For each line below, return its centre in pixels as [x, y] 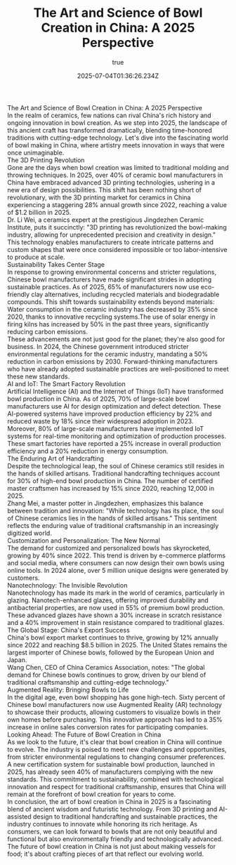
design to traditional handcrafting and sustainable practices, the [125, 817]
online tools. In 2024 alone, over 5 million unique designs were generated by [118, 570]
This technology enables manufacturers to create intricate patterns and [111, 242]
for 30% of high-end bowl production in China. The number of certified [110, 481]
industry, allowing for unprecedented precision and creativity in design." [112, 235]
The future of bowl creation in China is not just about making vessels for [112, 846]
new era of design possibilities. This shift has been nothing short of [105, 190]
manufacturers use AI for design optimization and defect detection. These [114, 406]
